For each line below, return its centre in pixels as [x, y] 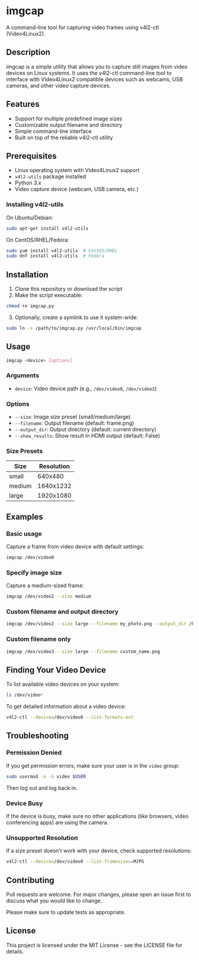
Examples [25, 516]
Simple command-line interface [53, 131]
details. [15, 951]
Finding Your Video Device [56, 670]
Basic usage [24, 533]
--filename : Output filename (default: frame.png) [74, 423]
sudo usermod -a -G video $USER [46, 776]
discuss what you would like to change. [54, 901]
